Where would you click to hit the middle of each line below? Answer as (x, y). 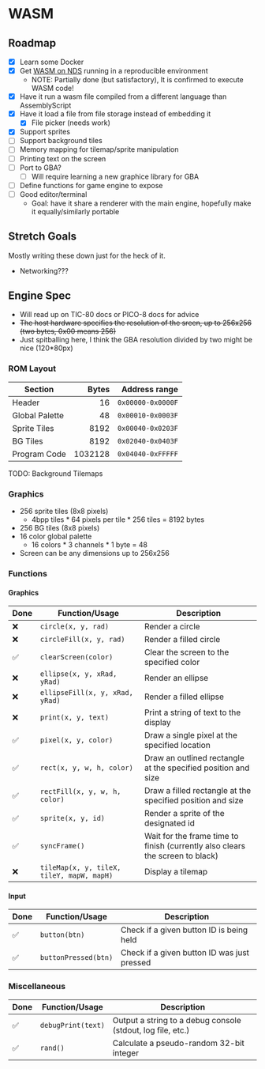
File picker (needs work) (71, 123)
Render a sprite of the (185, 814)
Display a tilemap (176, 872)
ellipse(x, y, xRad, (78, 674)
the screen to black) (182, 856)
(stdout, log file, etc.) (151, 1030)
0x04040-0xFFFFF (148, 454)
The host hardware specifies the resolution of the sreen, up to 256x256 (136, 323)
